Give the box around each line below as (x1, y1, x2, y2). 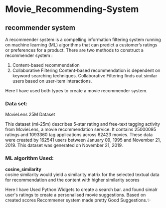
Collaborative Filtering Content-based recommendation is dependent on (12, 67, 161, 73)
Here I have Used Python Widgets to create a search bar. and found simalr (5, 186, 158, 193)
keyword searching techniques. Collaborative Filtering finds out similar (12, 73, 158, 78)
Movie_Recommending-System (5, 3, 139, 15)
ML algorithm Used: (5, 155, 54, 162)
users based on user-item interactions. (12, 78, 92, 84)
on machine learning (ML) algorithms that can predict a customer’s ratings (5, 42, 158, 48)
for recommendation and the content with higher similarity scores (5, 177, 140, 183)
